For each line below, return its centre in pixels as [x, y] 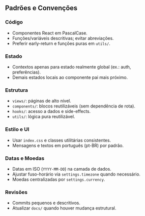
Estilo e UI [17, 129]
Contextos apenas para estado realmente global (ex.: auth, [72, 67]
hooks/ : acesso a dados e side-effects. [51, 111]
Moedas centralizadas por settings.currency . [58, 179]
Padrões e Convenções [41, 8]
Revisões [16, 192]
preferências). [26, 72]
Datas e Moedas [25, 158]
